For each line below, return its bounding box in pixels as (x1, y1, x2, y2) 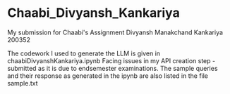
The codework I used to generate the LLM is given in (7, 49, 161, 58)
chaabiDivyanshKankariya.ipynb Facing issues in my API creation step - (7, 56, 216, 65)
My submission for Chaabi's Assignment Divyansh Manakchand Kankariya (7, 28, 224, 36)
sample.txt (7, 79, 38, 87)
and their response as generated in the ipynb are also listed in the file (7, 72, 209, 80)
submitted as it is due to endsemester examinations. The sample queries (7, 64, 218, 72)
